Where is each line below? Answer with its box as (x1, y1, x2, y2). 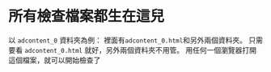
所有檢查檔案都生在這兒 (8, 7, 165, 26)
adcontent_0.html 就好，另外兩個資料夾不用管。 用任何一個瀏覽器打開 (23, 45, 257, 54)
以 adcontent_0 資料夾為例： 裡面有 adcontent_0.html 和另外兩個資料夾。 (8, 35, 248, 45)
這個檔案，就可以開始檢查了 (8, 55, 101, 65)
